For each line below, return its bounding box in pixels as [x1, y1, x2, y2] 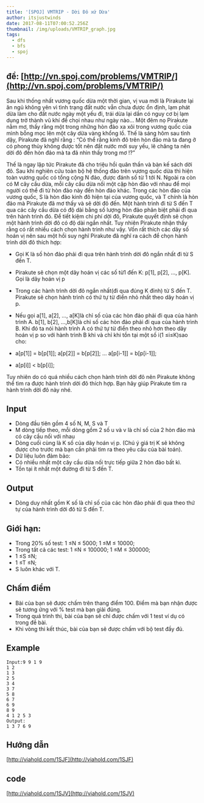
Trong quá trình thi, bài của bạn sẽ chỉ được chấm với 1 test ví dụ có [15, 612, 185, 619]
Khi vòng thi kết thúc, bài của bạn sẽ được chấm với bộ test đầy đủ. [15, 625, 185, 632]
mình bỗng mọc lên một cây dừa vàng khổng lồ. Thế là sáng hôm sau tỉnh [6, 129, 191, 137]
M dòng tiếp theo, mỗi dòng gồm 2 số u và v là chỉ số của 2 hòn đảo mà [15, 427, 195, 434]
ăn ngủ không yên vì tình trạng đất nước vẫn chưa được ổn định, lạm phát [6, 103, 191, 110]
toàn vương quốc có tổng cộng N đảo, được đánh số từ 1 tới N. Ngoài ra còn [6, 173, 196, 181]
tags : [6, 32, 20, 38]
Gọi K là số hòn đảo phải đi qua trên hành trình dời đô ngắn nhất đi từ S [15, 250, 194, 257]
